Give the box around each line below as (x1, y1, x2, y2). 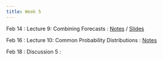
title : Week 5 (6, 8, 42, 15)
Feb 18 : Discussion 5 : (6, 48, 61, 55)
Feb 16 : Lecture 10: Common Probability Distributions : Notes (6, 36, 157, 43)
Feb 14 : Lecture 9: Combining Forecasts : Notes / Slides (6, 25, 144, 32)
